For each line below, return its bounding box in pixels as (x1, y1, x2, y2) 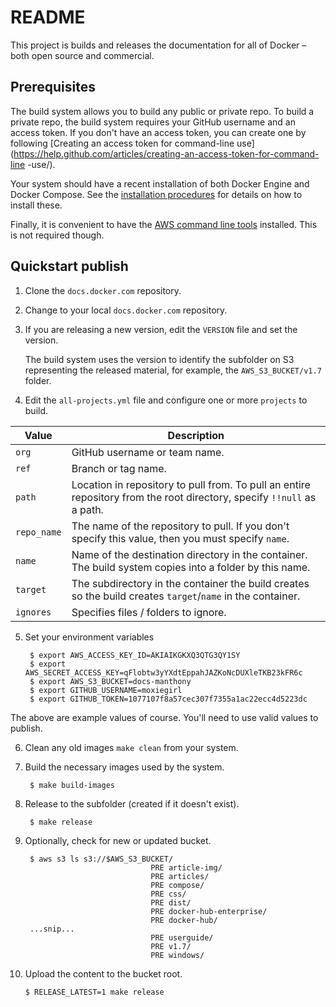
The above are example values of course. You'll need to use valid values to (10, 711, 319, 723)
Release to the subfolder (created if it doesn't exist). (24, 797, 240, 810)
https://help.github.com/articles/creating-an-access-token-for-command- (13, 147, 320, 160)
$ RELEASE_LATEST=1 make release (24, 987, 165, 997)
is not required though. (10, 229, 105, 241)
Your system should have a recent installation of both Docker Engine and (10, 177, 310, 190)
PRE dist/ (150, 897, 192, 908)
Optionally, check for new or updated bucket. (24, 834, 212, 846)
